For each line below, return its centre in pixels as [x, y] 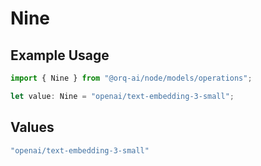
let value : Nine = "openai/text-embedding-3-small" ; [122, 96]
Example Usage [60, 55]
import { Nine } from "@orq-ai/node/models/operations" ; [131, 78]
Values [32, 127]
